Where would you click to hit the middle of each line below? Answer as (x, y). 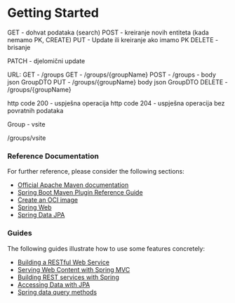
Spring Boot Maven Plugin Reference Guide (80, 193)
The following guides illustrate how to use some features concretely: (106, 248)
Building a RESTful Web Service (63, 262)
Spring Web (34, 207)
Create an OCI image (48, 200)
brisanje (19, 47)
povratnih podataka (35, 110)
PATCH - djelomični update (46, 60)
